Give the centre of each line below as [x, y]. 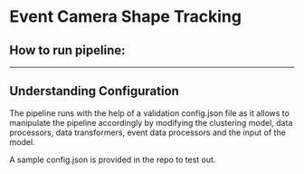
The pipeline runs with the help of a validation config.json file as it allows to [149, 113]
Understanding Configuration [94, 91]
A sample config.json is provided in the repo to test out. [113, 159]
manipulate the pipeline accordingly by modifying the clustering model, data [151, 122]
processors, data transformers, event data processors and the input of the [148, 132]
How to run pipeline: [67, 50]
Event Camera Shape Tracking [126, 17]
